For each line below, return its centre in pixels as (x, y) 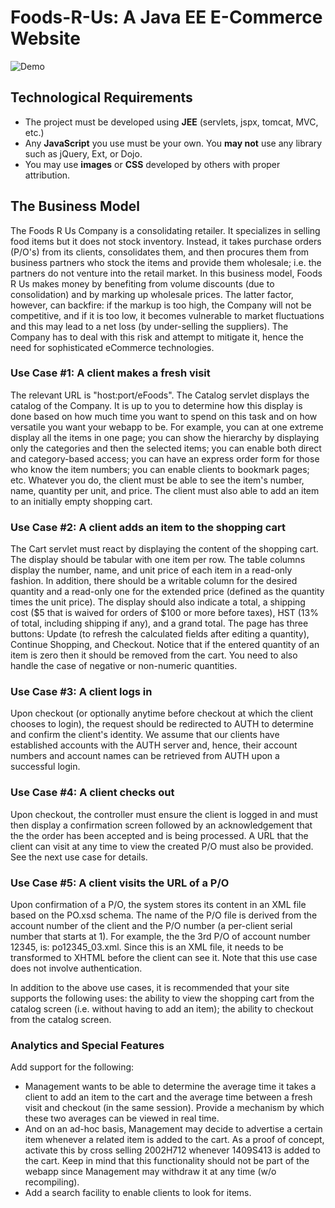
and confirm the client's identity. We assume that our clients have (145, 735)
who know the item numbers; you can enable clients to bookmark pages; (160, 469)
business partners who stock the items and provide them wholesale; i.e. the (166, 262)
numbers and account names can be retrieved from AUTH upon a (145, 756)
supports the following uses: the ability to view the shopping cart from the (162, 998)
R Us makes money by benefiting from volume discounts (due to (142, 283)
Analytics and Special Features (87, 1045)
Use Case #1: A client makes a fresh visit (110, 373)
